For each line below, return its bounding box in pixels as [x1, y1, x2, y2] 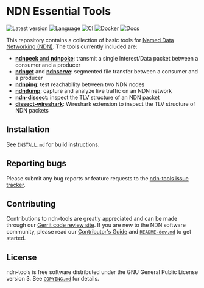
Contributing [6, 199, 56, 209]
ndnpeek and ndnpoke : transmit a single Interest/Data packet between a [15, 54, 199, 62]
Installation [6, 124, 50, 135]
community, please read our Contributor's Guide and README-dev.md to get [6, 228, 192, 235]
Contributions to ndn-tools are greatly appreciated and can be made [6, 215, 178, 223]
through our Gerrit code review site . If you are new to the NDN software [6, 221, 186, 229]
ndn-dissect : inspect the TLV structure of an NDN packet [15, 94, 160, 101]
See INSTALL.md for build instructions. [6, 141, 100, 148]
